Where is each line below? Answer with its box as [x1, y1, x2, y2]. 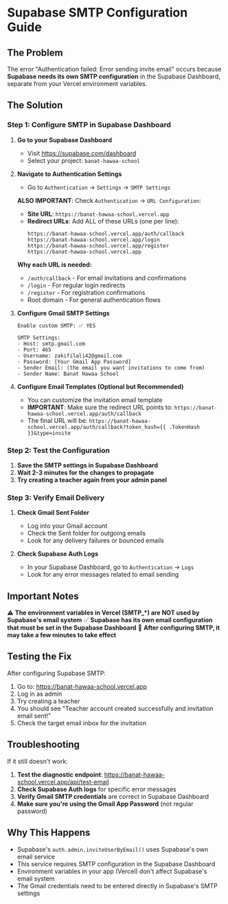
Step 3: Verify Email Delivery [7, 493, 105, 503]
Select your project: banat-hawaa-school [27, 156, 141, 164]
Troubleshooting [7, 739, 80, 751]
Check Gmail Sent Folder [16, 509, 89, 517]
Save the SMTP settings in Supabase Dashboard [16, 461, 158, 469]
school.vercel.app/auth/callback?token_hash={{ [27, 423, 166, 430]
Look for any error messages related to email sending [27, 571, 179, 579]
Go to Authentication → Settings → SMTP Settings [27, 183, 171, 191]
